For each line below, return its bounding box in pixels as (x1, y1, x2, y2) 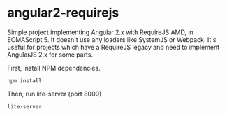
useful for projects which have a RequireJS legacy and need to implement (7, 43, 220, 51)
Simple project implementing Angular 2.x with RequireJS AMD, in (7, 28, 193, 36)
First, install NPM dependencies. (7, 64, 101, 72)
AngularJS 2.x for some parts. (7, 50, 94, 59)
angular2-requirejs (7, 5, 119, 21)
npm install (7, 77, 42, 85)
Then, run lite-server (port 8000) (7, 89, 102, 98)
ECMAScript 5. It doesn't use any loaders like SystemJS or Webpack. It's (7, 35, 217, 43)
